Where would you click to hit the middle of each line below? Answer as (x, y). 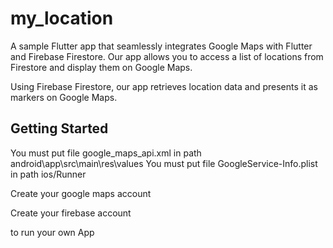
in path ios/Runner (48, 174)
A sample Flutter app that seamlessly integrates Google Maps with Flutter (161, 46)
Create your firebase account (71, 213)
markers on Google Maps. (64, 97)
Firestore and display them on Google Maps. (101, 67)
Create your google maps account (81, 193)
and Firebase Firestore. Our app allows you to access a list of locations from (167, 56)
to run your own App (52, 232)
